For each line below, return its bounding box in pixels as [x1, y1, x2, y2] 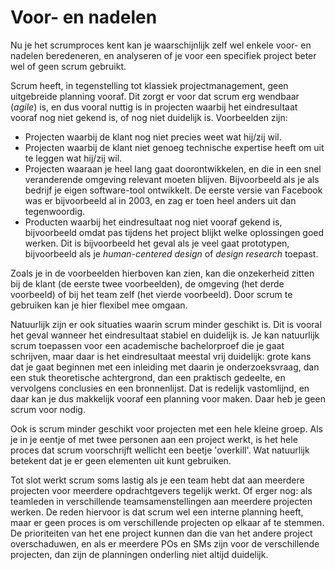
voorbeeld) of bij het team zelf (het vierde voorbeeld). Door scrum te [10, 288, 293, 300]
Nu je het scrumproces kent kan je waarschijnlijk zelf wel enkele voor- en [10, 39, 312, 51]
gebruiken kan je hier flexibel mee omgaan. [10, 299, 188, 311]
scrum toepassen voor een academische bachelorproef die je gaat [10, 339, 285, 351]
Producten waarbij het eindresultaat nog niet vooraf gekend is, [24, 216, 283, 228]
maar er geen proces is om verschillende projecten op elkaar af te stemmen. [10, 516, 325, 528]
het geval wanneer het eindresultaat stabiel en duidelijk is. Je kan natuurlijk [10, 329, 320, 341]
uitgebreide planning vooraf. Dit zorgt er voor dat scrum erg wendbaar [10, 90, 300, 102]
